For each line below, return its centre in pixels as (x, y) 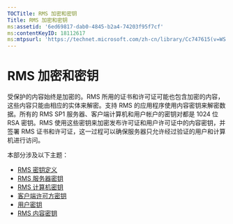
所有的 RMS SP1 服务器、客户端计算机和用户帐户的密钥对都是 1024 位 (119, 114)
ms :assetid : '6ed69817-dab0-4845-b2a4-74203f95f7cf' (85, 26)
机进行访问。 (25, 141)
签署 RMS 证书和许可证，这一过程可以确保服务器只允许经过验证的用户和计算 (116, 131)
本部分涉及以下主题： (38, 155)
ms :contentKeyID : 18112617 (46, 33)
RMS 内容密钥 (37, 214)
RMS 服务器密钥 (40, 179)
